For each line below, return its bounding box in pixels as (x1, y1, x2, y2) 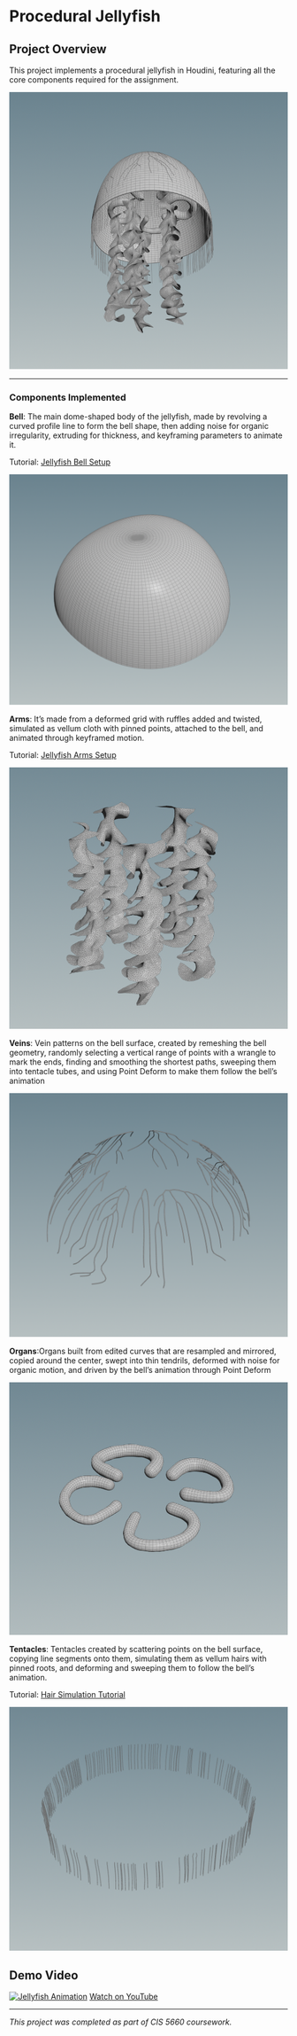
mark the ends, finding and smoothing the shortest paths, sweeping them (9, 1057, 277, 1067)
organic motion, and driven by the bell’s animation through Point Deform (9, 1364, 271, 1375)
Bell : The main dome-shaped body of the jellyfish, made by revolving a (9, 411, 268, 422)
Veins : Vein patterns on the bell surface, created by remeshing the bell (9, 1037, 267, 1048)
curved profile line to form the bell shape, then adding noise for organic (9, 421, 270, 432)
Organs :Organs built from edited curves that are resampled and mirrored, (9, 1346, 277, 1356)
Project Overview (9, 42, 107, 57)
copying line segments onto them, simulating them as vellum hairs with (9, 1653, 267, 1664)
